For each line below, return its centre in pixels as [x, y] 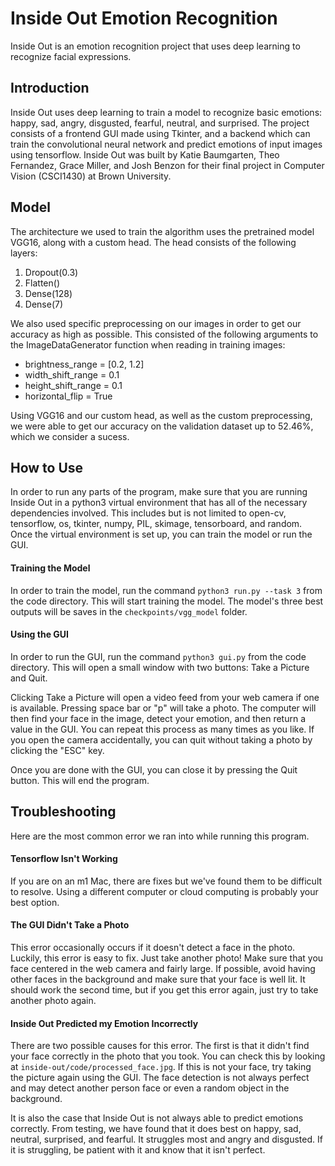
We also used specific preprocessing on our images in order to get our [156, 323]
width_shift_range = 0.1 [72, 374]
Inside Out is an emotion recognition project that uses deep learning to [155, 46]
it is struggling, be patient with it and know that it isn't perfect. [138, 1150]
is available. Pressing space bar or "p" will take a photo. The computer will [163, 708]
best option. [35, 902]
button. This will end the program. [80, 780]
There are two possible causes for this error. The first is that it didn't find [160, 1046]
